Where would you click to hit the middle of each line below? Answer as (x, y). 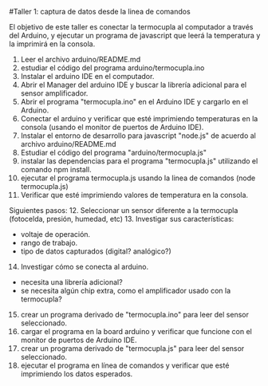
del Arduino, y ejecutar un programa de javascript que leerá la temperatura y (135, 35)
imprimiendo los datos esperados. (77, 374)
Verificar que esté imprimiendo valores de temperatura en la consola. (134, 195)
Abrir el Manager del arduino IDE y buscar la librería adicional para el (133, 85)
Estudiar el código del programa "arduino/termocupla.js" (113, 152)
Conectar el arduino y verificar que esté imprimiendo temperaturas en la (139, 118)
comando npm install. (56, 169)
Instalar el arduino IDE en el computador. (87, 76)
